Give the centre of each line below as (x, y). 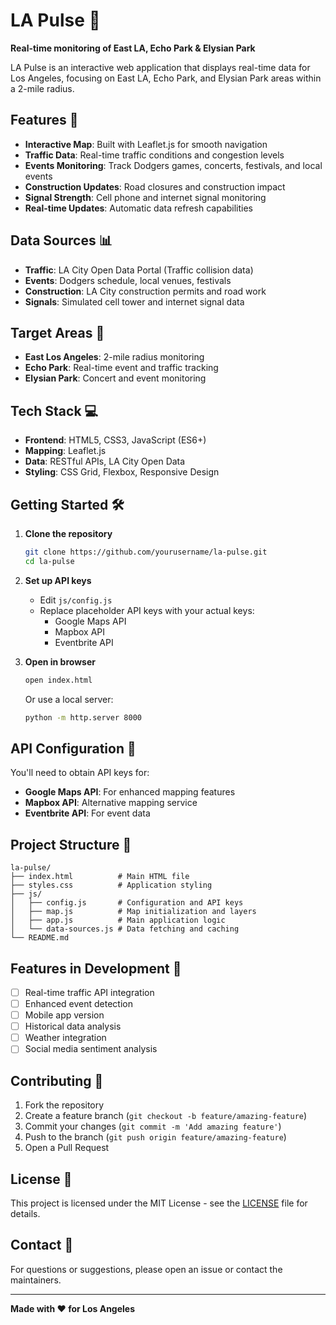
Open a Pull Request (67, 1148)
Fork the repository (64, 1105)
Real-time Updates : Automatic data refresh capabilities (139, 208)
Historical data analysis (73, 1026)
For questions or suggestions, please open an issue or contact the (146, 1269)
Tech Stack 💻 (54, 410)
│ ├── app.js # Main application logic (118, 920)
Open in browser (60, 661)
